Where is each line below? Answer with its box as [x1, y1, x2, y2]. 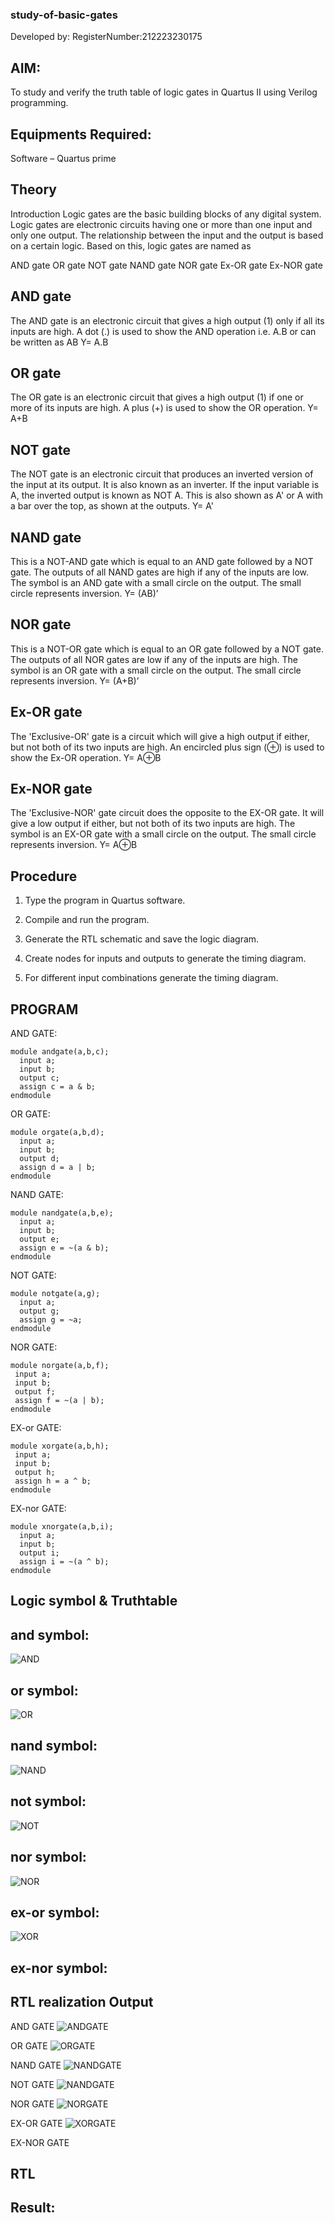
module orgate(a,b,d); [10, 1128, 105, 1138]
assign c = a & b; [19, 1082, 97, 1092]
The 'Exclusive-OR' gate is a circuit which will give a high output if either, [10, 730, 310, 742]
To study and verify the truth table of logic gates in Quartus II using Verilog [10, 86, 318, 98]
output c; [19, 1073, 60, 1083]
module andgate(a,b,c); [10, 1047, 110, 1057]
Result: [10, 2199, 56, 2217]
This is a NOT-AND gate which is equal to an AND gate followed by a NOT [10, 555, 314, 567]
